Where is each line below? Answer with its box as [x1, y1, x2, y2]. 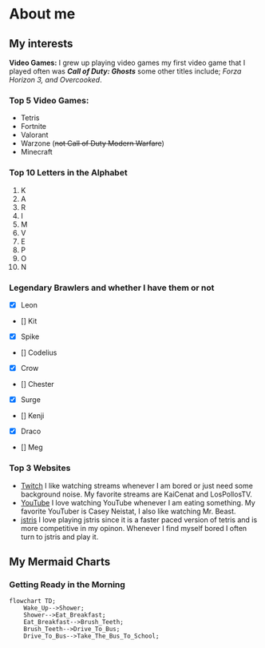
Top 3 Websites [9, 462, 71, 473]
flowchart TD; [9, 598, 57, 606]
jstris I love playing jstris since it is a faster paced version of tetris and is [20, 514, 258, 525]
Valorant [20, 130, 49, 140]
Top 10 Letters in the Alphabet [9, 167, 128, 179]
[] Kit [20, 316, 38, 325]
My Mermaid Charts [9, 554, 111, 569]
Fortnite [20, 122, 47, 131]
